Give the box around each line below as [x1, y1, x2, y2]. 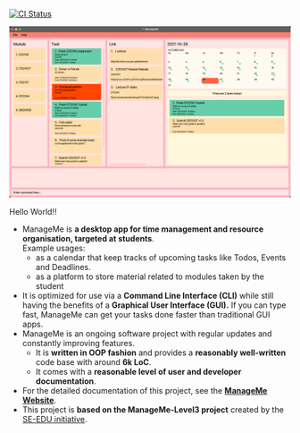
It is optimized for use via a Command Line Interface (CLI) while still [21, 291, 274, 301]
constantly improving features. [21, 338, 136, 349]
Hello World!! [9, 207, 57, 217]
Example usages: [21, 242, 86, 254]
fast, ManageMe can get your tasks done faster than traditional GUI [21, 310, 271, 320]
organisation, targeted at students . [21, 233, 154, 244]
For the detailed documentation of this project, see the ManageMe [21, 386, 268, 396]
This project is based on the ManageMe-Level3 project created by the [21, 404, 284, 415]
